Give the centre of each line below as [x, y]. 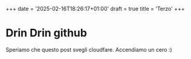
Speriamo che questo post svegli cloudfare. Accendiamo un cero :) [89, 49]
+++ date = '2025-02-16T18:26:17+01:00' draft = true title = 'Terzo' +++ [95, 9]
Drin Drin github [46, 33]
